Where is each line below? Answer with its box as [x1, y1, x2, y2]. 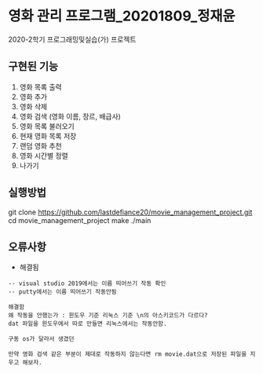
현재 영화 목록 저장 [19, 131, 77, 141]
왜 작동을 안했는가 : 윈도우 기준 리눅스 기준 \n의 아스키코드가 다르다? [8, 312, 208, 320]
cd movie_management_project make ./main [8, 215, 152, 225]
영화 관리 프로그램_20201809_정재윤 [8, 7, 236, 25]
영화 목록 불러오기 [19, 121, 75, 130]
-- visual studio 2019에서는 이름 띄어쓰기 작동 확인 [8, 280, 166, 287]
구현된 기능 [8, 60, 59, 73]
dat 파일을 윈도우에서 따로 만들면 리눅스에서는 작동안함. [8, 320, 167, 328]
